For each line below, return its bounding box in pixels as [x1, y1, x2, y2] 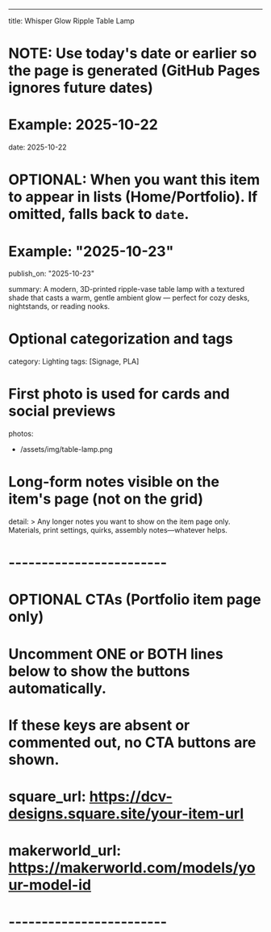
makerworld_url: [8, 841, 122, 860]
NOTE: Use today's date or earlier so [8, 44, 257, 63]
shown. [8, 750, 60, 769]
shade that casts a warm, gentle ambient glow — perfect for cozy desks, [8, 293, 250, 303]
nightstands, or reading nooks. [8, 302, 110, 311]
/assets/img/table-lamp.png [19, 445, 113, 454]
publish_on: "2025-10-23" [8, 268, 95, 279]
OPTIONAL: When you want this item [8, 171, 261, 189]
